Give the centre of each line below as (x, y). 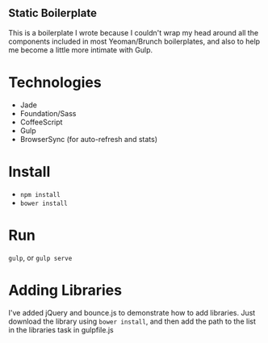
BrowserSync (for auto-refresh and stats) (89, 139)
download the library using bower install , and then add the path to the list (132, 321)
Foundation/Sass (48, 113)
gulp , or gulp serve (40, 257)
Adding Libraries (65, 290)
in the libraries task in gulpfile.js (61, 329)
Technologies (55, 82)
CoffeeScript (41, 122)
